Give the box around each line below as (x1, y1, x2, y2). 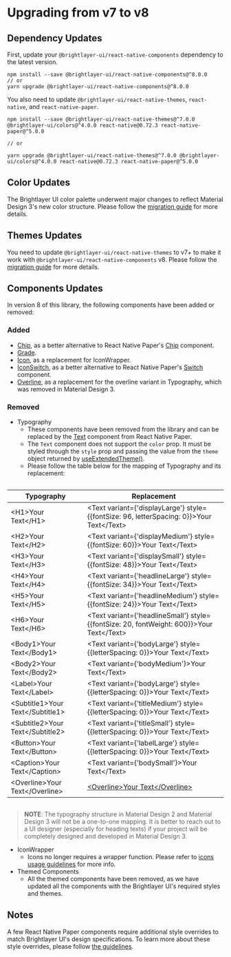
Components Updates (7, 282, 103, 294)
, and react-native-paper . (25, 103, 99, 111)
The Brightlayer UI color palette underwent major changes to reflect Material (7, 195, 223, 203)
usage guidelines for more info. (27, 860, 116, 869)
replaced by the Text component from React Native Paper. (27, 433, 192, 441)
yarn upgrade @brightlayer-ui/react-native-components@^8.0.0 (7, 83, 189, 90)
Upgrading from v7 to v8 (7, 5, 149, 21)
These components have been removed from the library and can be (27, 425, 219, 433)
